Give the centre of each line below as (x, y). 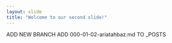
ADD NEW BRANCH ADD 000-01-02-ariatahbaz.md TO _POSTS (86, 34)
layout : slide (24, 12)
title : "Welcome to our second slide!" (57, 17)
